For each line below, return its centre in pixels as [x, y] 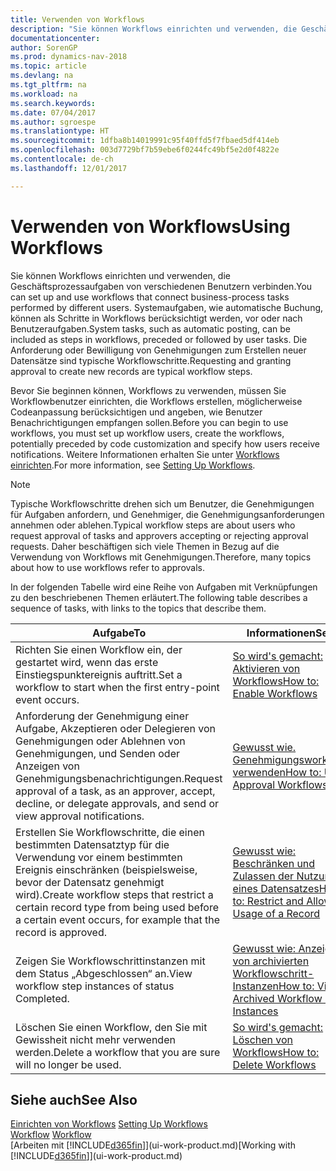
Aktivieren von [266, 668]
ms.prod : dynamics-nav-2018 [69, 57]
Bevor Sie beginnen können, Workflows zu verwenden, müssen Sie [148, 390]
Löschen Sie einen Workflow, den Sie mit [111, 1027]
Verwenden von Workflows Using [150, 226]
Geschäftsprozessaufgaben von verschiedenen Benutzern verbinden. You [161, 286]
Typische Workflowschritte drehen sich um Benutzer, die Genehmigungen [162, 503]
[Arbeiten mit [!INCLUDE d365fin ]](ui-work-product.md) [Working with [153, 1145]
